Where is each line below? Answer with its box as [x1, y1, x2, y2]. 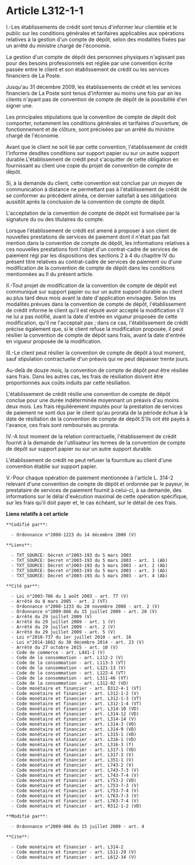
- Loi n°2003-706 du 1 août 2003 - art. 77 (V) [11, 593, 129, 599]
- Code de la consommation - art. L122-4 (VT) [11, 670, 126, 676]
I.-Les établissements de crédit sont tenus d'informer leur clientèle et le [6, 23, 178, 30]
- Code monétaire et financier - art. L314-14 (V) [11, 716, 137, 722]
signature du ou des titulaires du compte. [6, 215, 105, 223]
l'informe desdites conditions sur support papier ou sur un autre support [6, 149, 179, 156]
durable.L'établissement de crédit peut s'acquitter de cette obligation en [6, 156, 179, 163]
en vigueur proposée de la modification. [6, 337, 102, 344]
